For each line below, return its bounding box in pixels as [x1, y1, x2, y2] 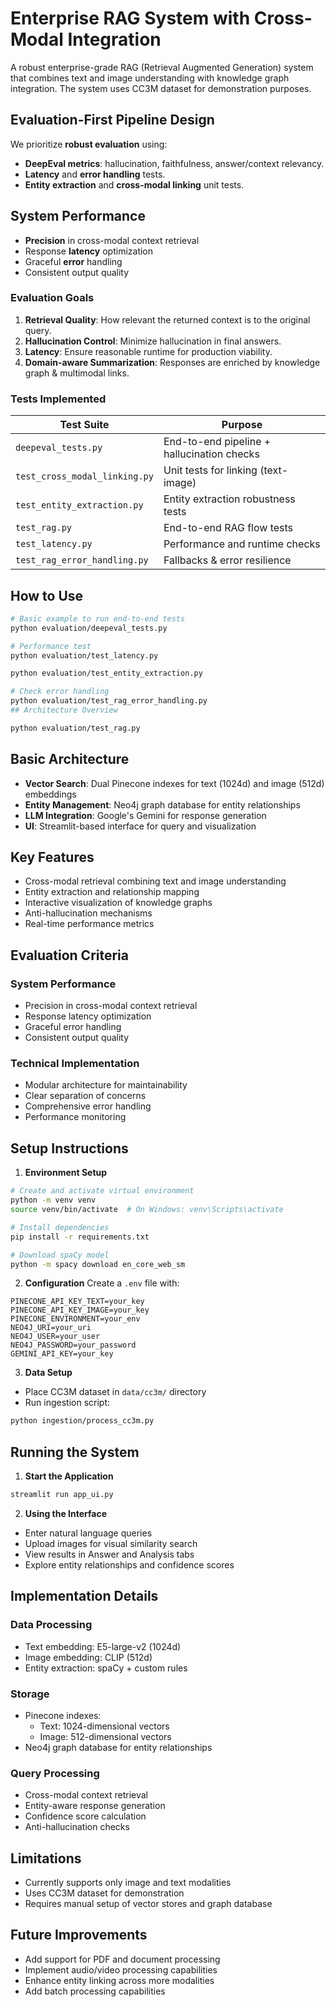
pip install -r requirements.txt [10, 1232, 150, 1242]
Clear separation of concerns [24, 1090, 147, 1102]
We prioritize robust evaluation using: [10, 138, 168, 150]
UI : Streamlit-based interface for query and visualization [24, 820, 257, 832]
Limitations [10, 1850, 82, 1867]
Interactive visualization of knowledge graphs [24, 897, 213, 909]
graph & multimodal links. [24, 367, 130, 379]
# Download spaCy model [10, 1250, 110, 1260]
